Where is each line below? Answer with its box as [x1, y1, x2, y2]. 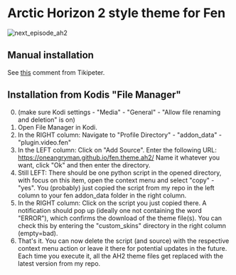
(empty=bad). [17, 229, 58, 237]
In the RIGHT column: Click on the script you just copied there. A [17, 198, 208, 207]
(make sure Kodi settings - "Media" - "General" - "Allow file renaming [17, 108, 221, 116]
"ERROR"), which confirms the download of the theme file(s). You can [17, 214, 222, 222]
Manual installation [7, 49, 95, 61]
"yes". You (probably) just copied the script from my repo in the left [17, 183, 215, 192]
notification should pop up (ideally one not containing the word [17, 206, 203, 214]
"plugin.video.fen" [17, 137, 71, 147]
